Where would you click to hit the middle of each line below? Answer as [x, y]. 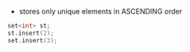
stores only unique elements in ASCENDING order [101, 11]
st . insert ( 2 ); [31, 33]
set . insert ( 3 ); [33, 40]
